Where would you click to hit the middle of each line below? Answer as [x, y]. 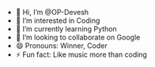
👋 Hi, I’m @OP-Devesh [52, 12]
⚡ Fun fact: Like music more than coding [81, 54]
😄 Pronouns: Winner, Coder [62, 46]
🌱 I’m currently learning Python [66, 29]
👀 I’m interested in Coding [58, 20]
